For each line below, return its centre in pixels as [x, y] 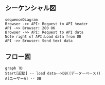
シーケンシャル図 [31, 8]
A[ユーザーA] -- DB [23, 78]
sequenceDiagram [21, 20]
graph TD [14, 68]
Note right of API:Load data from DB [43, 36]
